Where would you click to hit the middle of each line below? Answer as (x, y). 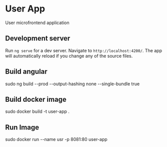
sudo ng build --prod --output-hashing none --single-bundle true (72, 84)
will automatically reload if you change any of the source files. (69, 56)
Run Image (22, 127)
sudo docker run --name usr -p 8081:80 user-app (56, 139)
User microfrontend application (37, 23)
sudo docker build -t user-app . (37, 111)
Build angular (26, 71)
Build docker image (36, 99)
